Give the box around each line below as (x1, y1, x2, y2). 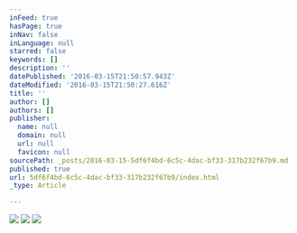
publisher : (9, 114, 51, 123)
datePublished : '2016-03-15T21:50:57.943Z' (9, 72, 176, 81)
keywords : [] (9, 55, 59, 64)
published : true (9, 164, 70, 173)
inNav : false (9, 30, 59, 39)
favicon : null (17, 147, 70, 156)
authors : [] (9, 106, 54, 115)
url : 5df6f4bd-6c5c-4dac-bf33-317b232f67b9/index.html (9, 172, 220, 182)
